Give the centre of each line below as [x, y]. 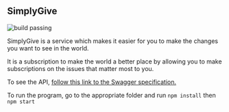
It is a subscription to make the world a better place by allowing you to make [114, 61]
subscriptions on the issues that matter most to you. [81, 68]
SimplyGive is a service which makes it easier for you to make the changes [112, 41]
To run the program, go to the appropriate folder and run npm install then [111, 95]
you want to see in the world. [48, 48]
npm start [21, 102]
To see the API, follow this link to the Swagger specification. [92, 82]
